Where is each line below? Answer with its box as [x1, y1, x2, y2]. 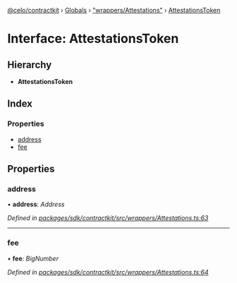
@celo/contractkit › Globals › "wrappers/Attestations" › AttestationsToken [7, 6, 221, 14]
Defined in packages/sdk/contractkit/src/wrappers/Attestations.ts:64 [7, 267, 209, 276]
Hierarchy [7, 59, 52, 71]
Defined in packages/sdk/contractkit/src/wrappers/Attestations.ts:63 [7, 214, 209, 222]
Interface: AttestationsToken [7, 31, 179, 47]
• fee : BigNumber [7, 254, 59, 263]
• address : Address [7, 200, 65, 209]
